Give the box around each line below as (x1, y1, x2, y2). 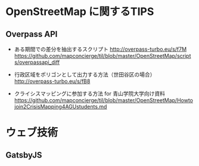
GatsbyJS (5, 150, 42, 160)
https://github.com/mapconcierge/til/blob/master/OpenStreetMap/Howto (14, 97, 194, 104)
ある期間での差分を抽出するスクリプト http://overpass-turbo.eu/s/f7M (14, 45, 187, 53)
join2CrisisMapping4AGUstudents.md (14, 103, 107, 110)
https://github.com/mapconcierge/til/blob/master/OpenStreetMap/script (14, 53, 191, 59)
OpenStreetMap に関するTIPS (5, 5, 154, 19)
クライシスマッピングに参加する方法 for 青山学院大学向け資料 (14, 90, 165, 97)
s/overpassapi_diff (14, 59, 60, 66)
